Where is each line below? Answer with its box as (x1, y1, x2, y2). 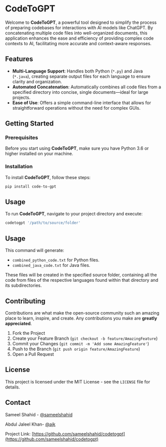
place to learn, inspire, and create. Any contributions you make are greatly (5, 315, 158, 321)
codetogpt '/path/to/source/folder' (5, 220, 81, 226)
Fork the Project (12, 330, 46, 336)
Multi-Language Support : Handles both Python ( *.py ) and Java (12, 68, 143, 74)
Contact (5, 398, 31, 407)
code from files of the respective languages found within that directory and (5, 277, 159, 283)
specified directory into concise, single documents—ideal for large (12, 89, 149, 95)
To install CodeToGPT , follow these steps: (5, 174, 91, 180)
